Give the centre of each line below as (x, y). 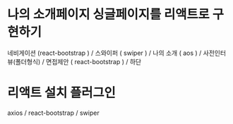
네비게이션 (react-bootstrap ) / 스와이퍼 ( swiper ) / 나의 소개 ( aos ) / (104, 53)
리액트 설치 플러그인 (62, 93)
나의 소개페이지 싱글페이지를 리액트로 (108, 14)
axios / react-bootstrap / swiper (54, 113)
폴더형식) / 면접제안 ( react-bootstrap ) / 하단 (78, 61)
